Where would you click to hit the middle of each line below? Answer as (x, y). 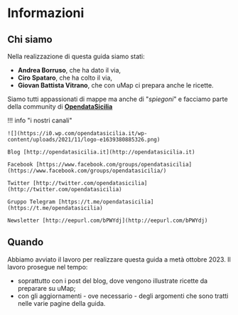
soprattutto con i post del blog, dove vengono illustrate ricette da (113, 281)
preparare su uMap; (47, 288)
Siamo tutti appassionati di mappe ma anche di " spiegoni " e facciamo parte (118, 99)
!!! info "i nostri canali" (40, 120)
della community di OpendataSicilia (60, 107)
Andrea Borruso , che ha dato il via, (69, 70)
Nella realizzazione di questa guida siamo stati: (76, 56)
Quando (26, 242)
